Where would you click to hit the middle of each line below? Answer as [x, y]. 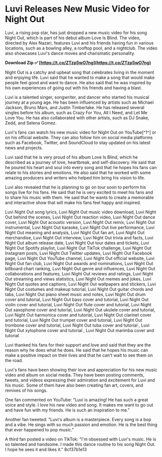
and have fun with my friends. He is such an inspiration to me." [67, 410]
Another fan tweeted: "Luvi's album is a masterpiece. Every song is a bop [78, 419]
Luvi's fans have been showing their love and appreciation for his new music [81, 370]
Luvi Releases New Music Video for [77, 9]
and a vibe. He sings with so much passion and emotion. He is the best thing [81, 425]
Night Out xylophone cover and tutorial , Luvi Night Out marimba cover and [80, 330]
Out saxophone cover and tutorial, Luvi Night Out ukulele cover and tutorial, [80, 310]
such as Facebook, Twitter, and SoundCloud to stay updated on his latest [78, 142]
